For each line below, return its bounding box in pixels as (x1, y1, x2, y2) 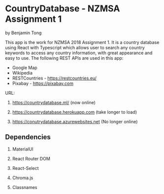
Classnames (12, 184, 38, 190)
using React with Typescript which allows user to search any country (5, 44, 145, 50)
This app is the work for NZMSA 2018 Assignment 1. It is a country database (5, 39, 160, 45)
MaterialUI (12, 146, 33, 152)
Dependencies (5, 133, 51, 141)
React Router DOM (12, 155, 51, 161)
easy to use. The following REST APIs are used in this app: (5, 55, 124, 61)
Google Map (12, 65, 38, 71)
